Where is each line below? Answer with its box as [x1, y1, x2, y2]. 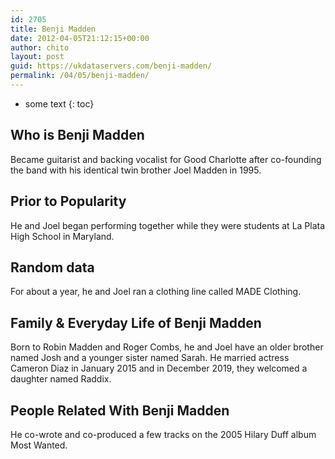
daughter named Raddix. [10, 373, 112, 385]
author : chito [10, 42, 70, 53]
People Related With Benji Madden [10, 402, 230, 419]
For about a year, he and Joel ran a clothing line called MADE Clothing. [10, 286, 302, 298]
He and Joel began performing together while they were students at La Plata [10, 219, 326, 231]
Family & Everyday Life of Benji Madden [10, 314, 262, 331]
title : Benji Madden [10, 24, 97, 34]
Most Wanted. [10, 439, 68, 451]
